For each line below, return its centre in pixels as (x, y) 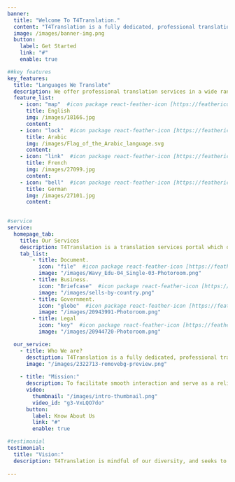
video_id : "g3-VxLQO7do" (69, 403)
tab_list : (34, 254)
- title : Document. (61, 260)
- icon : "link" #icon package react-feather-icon (95, 157)
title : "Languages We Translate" (62, 85)
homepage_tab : (34, 234)
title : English (48, 111)
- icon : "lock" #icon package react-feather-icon (95, 130)
